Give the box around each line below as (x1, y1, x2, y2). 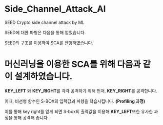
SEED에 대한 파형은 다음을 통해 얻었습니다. (4, 29, 86, 35)
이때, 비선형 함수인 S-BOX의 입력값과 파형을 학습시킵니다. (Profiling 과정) (4, 98, 145, 104)
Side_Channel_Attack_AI (4, 3, 106, 15)
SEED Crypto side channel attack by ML (4, 19, 85, 25)
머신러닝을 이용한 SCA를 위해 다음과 (4, 59, 141, 70)
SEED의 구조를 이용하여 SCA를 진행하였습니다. (4, 40, 94, 46)
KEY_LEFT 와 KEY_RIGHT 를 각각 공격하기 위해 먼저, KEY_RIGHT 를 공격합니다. (4, 88, 158, 93)
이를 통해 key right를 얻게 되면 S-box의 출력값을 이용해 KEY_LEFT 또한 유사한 (4, 108, 153, 114)
